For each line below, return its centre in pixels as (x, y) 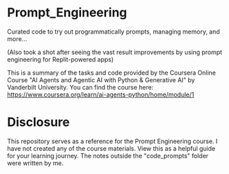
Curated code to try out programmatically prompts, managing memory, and (113, 32)
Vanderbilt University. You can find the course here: (80, 87)
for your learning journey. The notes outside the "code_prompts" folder (108, 156)
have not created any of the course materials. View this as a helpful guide (111, 148)
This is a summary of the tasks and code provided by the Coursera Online (112, 73)
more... (17, 38)
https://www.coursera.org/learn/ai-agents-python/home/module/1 (101, 95)
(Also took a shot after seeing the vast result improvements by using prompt (115, 52)
